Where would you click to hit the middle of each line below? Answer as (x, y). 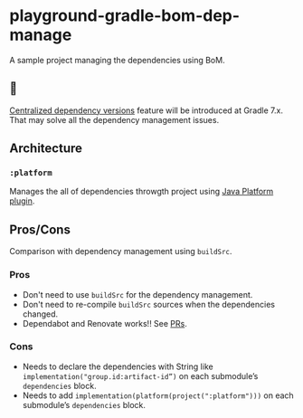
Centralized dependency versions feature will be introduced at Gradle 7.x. (146, 110)
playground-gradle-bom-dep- (125, 16)
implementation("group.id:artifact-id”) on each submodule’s (140, 375)
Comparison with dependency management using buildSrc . (121, 252)
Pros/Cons (40, 229)
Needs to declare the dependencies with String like (118, 366)
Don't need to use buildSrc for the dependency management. (137, 294)
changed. (40, 314)
